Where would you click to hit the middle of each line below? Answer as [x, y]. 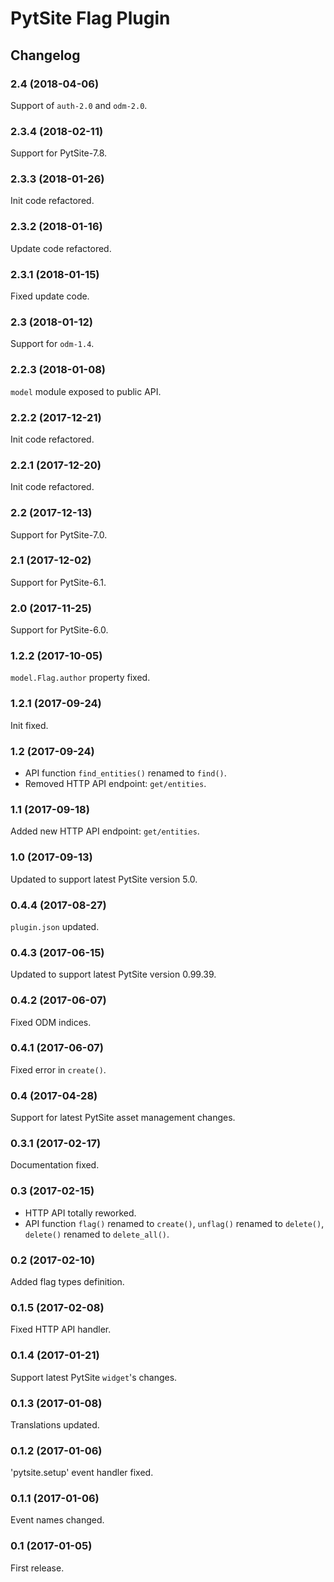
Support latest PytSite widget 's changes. [94, 1377]
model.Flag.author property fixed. [80, 678]
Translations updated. [55, 1424]
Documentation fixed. [55, 1165]
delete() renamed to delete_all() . [97, 1234]
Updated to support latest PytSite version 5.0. [104, 879]
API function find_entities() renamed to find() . [125, 773]
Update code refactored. [61, 248]
